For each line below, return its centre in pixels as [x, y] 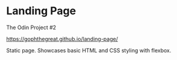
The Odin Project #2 [31, 27]
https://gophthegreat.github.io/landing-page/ [62, 39]
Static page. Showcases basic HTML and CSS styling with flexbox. [89, 50]
